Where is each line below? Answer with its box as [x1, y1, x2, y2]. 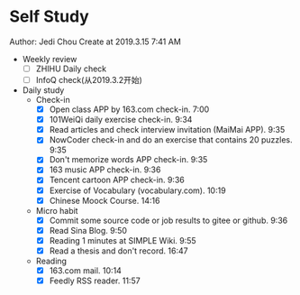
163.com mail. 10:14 [49, 264, 122, 276]
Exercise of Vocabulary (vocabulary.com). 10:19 [49, 185, 227, 196]
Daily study [22, 85, 65, 96]
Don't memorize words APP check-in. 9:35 [49, 154, 208, 165]
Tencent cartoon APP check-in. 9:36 [49, 174, 185, 186]
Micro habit [35, 205, 78, 216]
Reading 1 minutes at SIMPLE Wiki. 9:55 [49, 235, 196, 245]
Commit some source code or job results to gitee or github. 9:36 [49, 215, 288, 226]
